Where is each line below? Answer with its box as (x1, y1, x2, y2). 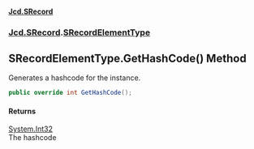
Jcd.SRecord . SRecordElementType (8, 27, 151, 38)
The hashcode (8, 133, 57, 143)
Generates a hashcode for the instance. (8, 73, 141, 83)
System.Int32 (8, 124, 53, 134)
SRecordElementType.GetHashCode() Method (8, 51, 247, 65)
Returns (8, 106, 37, 116)
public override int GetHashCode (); (8, 89, 132, 97)
